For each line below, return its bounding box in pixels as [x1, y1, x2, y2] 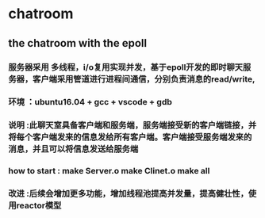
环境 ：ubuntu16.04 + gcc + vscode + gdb [8, 97, 173, 108]
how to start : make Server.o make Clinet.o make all [8, 166, 210, 177]
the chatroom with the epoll [8, 36, 148, 50]
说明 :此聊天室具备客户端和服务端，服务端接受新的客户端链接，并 [8, 120, 257, 131]
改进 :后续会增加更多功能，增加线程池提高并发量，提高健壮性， [8, 188, 248, 199]
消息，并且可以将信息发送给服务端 [8, 143, 139, 155]
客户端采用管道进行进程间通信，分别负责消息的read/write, [33, 73, 255, 84]
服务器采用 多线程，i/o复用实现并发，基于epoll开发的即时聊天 [8, 61, 244, 72]
